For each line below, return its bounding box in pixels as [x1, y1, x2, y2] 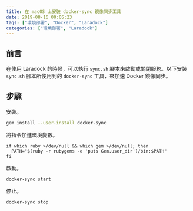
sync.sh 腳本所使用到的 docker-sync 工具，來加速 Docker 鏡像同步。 [6, 72, 171, 80]
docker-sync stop [6, 199, 49, 205]
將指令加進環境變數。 [6, 131, 58, 139]
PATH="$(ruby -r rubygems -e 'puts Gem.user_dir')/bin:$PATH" [11, 148, 167, 154]
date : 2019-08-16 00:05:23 [6, 14, 72, 20]
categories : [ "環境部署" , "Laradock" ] [6, 25, 98, 31]
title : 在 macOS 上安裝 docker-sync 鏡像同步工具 [6, 8, 122, 15]
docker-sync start [6, 176, 51, 182]
